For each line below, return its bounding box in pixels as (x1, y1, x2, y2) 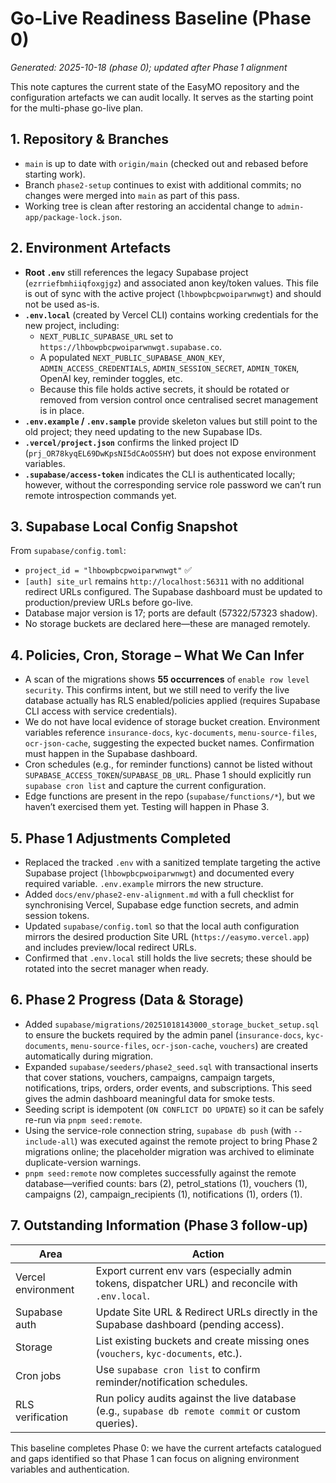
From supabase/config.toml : (10, 545, 127, 557)
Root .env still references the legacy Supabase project (24, 266, 249, 278)
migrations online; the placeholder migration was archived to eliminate (24, 1145, 315, 1157)
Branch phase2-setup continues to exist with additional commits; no (24, 178, 302, 191)
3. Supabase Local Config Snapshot (10, 518, 238, 535)
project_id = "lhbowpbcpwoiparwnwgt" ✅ (24, 564, 193, 576)
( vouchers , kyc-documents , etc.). (95, 1346, 243, 1360)
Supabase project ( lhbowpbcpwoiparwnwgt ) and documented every (24, 867, 295, 879)
